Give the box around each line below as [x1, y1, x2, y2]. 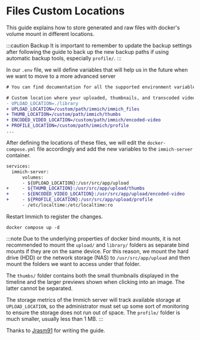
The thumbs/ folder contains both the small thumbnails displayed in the [6, 272, 179, 279]
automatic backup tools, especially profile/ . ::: [6, 54, 122, 62]
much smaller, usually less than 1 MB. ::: [6, 315, 104, 322]
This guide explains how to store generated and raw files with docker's [6, 24, 180, 31]
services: [6, 163, 31, 169]
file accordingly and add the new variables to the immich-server [36, 145, 193, 152]
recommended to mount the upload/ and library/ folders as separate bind [6, 241, 189, 249]
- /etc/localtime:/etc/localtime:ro [21, 202, 113, 209]
